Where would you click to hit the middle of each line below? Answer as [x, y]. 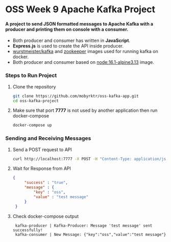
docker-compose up [32, 125]
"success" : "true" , [46, 183]
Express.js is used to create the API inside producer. [68, 46]
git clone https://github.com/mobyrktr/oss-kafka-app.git [76, 96]
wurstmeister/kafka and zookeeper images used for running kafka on [85, 52]
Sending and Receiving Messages [48, 138]
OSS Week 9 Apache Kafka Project [80, 9]
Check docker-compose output [46, 216]
